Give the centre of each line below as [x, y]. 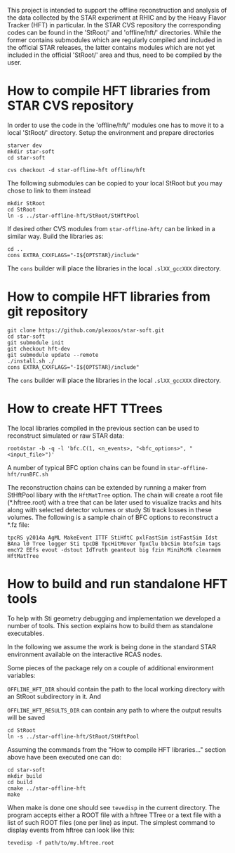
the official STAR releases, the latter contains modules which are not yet [111, 47]
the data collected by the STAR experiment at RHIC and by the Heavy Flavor [117, 18]
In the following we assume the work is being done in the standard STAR [112, 646]
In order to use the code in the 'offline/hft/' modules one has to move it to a [116, 125]
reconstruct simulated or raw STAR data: [66, 436]
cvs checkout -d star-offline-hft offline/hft [76, 170]
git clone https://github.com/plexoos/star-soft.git [86, 330]
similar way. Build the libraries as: [55, 236]
